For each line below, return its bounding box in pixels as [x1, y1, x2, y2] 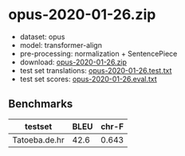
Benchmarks [8, 97, 73, 111]
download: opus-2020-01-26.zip [19, 57, 128, 67]
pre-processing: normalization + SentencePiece [19, 49, 178, 58]
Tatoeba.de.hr [12, 134, 65, 145]
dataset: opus [19, 32, 65, 41]
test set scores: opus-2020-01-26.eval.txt [19, 74, 157, 84]
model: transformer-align [19, 40, 102, 49]
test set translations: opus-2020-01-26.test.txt [19, 65, 172, 75]
